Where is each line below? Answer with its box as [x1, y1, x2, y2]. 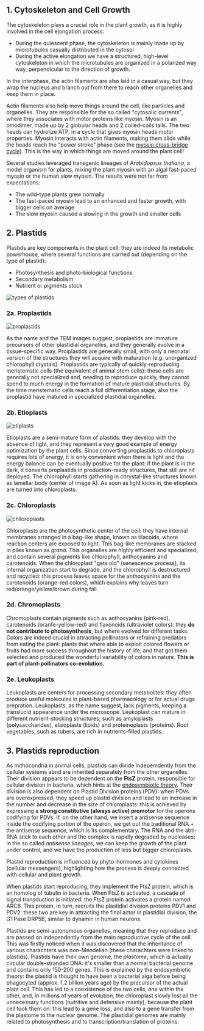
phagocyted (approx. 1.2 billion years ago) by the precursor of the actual [6, 978, 188, 986]
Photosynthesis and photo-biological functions [15, 269, 133, 276]
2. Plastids [6, 228, 47, 238]
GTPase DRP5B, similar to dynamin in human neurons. [6, 915, 142, 922]
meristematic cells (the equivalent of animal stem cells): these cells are [6, 366, 184, 374]
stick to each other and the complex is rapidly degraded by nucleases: [19, 833, 196, 840]
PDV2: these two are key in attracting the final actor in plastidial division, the [6, 908, 197, 916]
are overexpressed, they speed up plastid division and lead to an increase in [6, 794, 197, 801]
